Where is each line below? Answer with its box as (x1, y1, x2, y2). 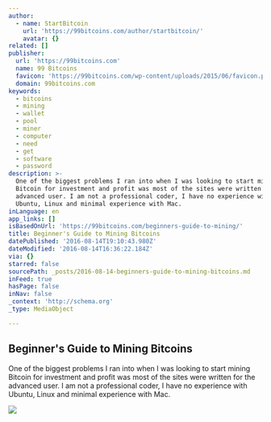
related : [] (8, 42, 48, 50)
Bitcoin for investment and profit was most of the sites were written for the (8, 372, 256, 382)
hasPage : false (8, 282, 60, 291)
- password (15, 162, 52, 171)
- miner (15, 124, 42, 133)
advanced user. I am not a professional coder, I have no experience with (8, 381, 248, 390)
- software (15, 154, 52, 162)
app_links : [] (8, 215, 56, 223)
